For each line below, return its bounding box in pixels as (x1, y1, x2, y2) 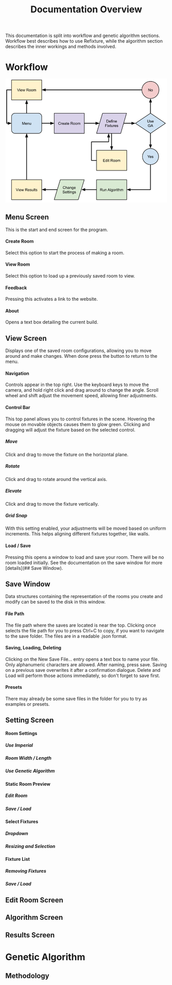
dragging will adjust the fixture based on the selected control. (5, 427, 136, 433)
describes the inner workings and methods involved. (5, 44, 117, 50)
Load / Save (5, 543, 31, 549)
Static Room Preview (5, 781, 51, 787)
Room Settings (5, 730, 37, 737)
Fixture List (5, 856, 30, 862)
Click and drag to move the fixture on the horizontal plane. (5, 451, 129, 457)
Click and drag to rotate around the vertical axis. (5, 476, 107, 482)
